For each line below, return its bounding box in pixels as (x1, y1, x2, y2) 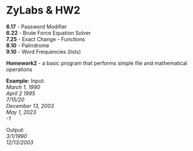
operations (6, 65, 32, 73)
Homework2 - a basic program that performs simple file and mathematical (6, 60, 188, 67)
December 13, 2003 (6, 102, 54, 109)
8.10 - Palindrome (6, 42, 50, 49)
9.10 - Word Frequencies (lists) (6, 48, 81, 55)
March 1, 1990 (6, 83, 41, 90)
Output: (6, 126, 25, 133)
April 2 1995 (6, 90, 35, 97)
